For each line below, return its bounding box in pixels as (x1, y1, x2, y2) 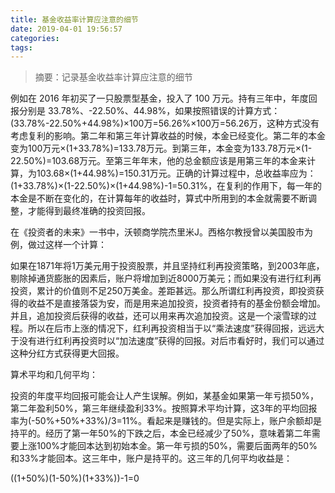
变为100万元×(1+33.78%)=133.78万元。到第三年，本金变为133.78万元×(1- (10, 142, 313, 155)
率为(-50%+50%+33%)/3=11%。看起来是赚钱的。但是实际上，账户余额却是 (10, 415, 322, 427)
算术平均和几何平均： (10, 369, 98, 381)
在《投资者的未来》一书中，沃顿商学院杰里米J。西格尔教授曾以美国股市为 (10, 226, 313, 238)
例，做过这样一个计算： (10, 239, 107, 251)
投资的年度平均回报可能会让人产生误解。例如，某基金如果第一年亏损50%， (10, 390, 319, 402)
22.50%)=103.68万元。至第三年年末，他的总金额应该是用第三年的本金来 (10, 155, 308, 167)
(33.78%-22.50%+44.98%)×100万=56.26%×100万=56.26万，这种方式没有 (10, 117, 320, 130)
